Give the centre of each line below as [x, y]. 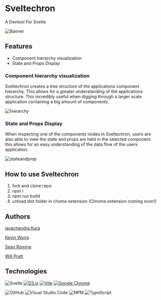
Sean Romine [18, 247]
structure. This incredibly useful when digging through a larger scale [73, 97]
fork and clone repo [32, 186]
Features [19, 46]
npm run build [26, 196]
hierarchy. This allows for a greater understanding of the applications [74, 91]
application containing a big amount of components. [57, 102]
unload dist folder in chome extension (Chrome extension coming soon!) [84, 201]
